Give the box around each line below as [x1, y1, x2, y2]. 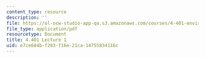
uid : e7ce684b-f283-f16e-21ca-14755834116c [6, 43, 119, 49]
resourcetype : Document [6, 31, 67, 37]
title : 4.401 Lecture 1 [6, 37, 67, 43]
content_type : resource [6, 8, 67, 15]
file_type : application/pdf [6, 25, 78, 32]
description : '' [6, 14, 48, 21]
